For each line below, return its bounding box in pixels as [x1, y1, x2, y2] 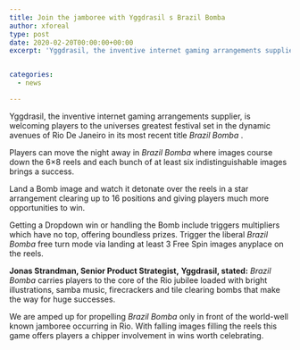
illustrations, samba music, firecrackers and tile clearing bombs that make [9, 284, 281, 295]
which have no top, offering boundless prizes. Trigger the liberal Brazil [9, 229, 269, 239]
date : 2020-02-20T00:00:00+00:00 [9, 37, 134, 47]
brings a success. [9, 166, 74, 177]
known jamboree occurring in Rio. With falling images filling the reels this [9, 321, 278, 331]
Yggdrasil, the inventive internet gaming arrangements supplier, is [9, 111, 252, 121]
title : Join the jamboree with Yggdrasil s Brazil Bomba [9, 12, 226, 22]
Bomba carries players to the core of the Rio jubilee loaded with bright [9, 274, 268, 286]
